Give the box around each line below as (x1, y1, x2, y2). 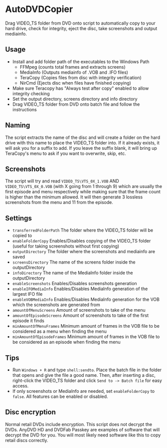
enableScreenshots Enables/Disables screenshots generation (12, 281, 137, 287)
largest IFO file (12, 291, 43, 297)
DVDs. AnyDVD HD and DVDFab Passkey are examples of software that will (5, 426, 160, 432)
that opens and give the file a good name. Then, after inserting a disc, (12, 372, 156, 378)
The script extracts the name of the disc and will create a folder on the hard (5, 134, 161, 140)
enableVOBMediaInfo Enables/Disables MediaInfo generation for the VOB (12, 297, 160, 303)
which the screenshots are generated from (12, 302, 101, 308)
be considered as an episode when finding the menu (12, 339, 121, 345)
